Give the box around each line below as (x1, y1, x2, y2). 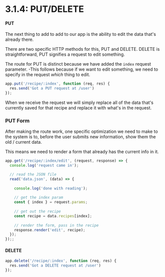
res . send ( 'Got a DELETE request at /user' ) (9, 263, 101, 268)
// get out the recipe (14, 209, 61, 214)
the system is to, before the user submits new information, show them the (5, 134, 156, 140)
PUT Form (5, 117, 30, 124)
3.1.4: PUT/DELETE (5, 3, 84, 15)
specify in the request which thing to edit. (5, 72, 90, 78)
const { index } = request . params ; (14, 200, 88, 205)
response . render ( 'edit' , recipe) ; (14, 227, 85, 232)
